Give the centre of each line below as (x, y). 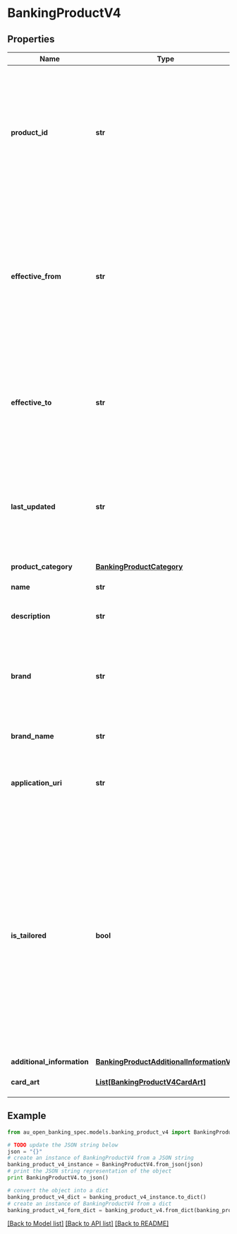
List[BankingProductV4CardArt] (151, 1082)
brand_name (32, 736)
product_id (29, 132)
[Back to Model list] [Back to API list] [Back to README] (88, 1223)
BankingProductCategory (139, 567)
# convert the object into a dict (58, 1190)
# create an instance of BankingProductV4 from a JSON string (101, 1158)
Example (27, 1116)
